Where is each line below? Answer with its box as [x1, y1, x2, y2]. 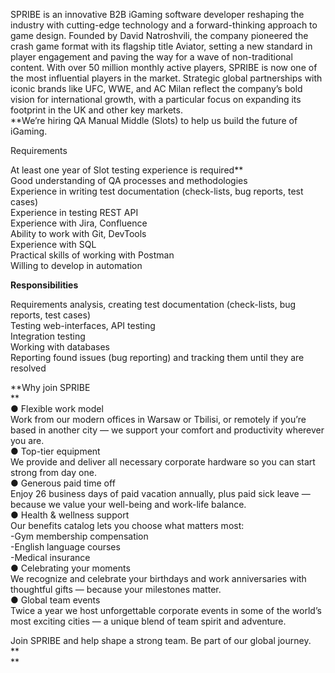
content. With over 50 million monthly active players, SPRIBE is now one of [10, 62, 318, 73]
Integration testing [10, 330, 86, 342]
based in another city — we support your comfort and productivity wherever [10, 424, 325, 436]
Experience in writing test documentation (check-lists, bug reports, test [10, 185, 304, 197]
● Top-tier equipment [10, 445, 101, 457]
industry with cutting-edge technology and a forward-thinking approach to [10, 19, 318, 31]
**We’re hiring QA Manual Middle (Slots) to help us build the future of [10, 115, 298, 126]
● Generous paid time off [10, 477, 116, 489]
